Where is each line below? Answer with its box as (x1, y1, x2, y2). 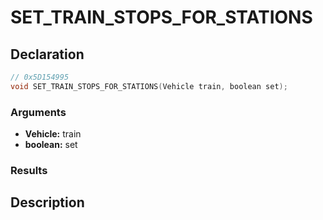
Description (10, 194, 85, 211)
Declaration (10, 46, 85, 63)
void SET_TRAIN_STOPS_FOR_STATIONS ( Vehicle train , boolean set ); (10, 81, 288, 91)
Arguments (10, 105, 67, 119)
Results (10, 163, 48, 177)
